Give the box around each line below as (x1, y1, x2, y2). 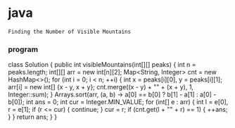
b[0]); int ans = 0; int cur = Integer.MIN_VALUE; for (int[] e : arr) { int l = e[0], (8, 98, 229, 106)
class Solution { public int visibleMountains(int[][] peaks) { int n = (8, 60, 196, 69)
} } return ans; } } (8, 113, 58, 121)
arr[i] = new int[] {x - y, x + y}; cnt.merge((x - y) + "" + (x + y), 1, (8, 83, 194, 91)
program (8, 44, 38, 54)
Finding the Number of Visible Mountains (8, 28, 132, 35)
